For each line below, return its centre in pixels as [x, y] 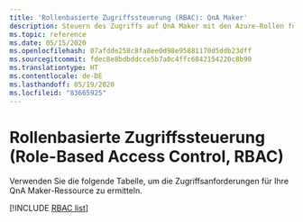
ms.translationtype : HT [54, 68]
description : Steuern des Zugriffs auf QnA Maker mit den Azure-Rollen [147, 26]
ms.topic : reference [48, 34]
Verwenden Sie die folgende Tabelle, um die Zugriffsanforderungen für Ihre [149, 182]
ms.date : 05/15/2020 [48, 43]
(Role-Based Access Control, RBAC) [147, 156]
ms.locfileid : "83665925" [58, 93]
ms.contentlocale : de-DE [56, 76]
